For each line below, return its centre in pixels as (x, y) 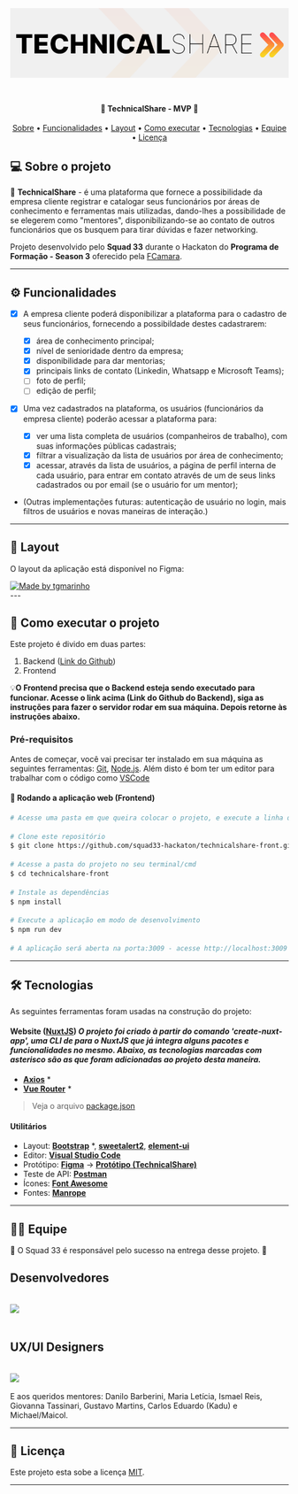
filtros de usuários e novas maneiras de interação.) (115, 511)
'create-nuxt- (257, 1031)
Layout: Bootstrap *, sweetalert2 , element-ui (106, 1146)
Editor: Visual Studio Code (72, 1155)
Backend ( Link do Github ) (69, 661)
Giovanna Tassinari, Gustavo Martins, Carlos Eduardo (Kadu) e (124, 1405)
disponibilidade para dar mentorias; (101, 361)
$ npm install (36, 902)
